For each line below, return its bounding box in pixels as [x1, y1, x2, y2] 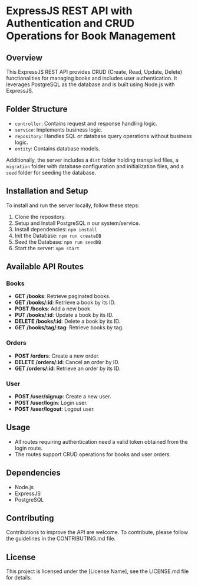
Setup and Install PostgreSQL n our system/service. [14, 220, 140, 227]
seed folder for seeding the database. [6, 169, 96, 176]
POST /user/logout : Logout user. [14, 405, 95, 413]
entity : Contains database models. [14, 145, 100, 152]
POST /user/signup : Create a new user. [14, 392, 111, 400]
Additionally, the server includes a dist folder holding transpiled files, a [6, 156, 179, 163]
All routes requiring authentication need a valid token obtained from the [14, 438, 188, 445]
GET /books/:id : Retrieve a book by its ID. [14, 299, 116, 306]
